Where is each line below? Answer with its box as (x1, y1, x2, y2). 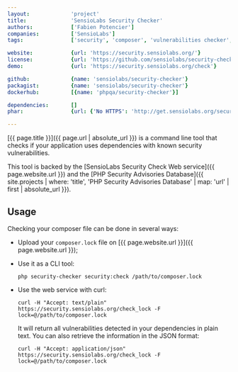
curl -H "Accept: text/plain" (17, 299, 108, 306)
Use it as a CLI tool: (17, 259, 75, 268)
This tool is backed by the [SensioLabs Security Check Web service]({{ (7, 162, 215, 171)
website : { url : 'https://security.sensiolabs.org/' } (7, 50, 201, 57)
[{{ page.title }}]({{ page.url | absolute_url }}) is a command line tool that (7, 134, 217, 142)
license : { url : (7, 56, 87, 64)
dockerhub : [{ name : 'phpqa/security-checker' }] (7, 89, 179, 96)
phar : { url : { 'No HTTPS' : (7, 108, 129, 115)
